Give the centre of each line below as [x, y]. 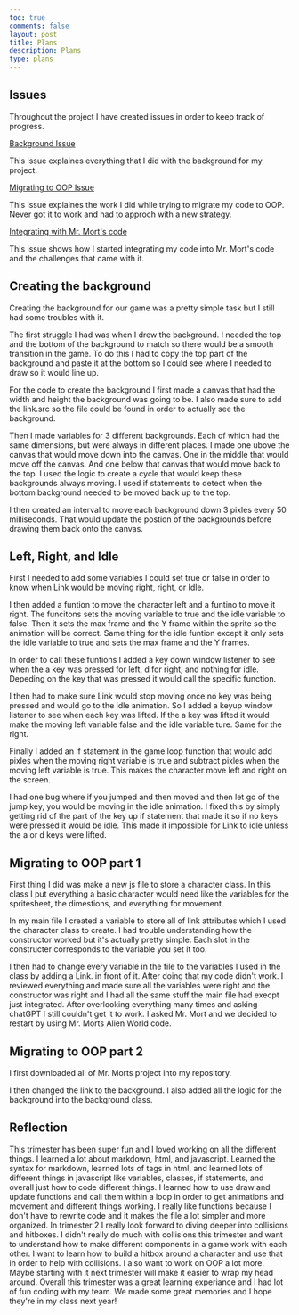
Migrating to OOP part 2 [77, 1051]
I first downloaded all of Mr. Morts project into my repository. [121, 1073]
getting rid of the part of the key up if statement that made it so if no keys [144, 816]
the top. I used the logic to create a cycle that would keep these [125, 473]
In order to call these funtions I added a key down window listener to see [142, 660]
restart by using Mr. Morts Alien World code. [90, 1023]
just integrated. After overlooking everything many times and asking [133, 1005]
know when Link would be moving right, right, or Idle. [107, 587]
